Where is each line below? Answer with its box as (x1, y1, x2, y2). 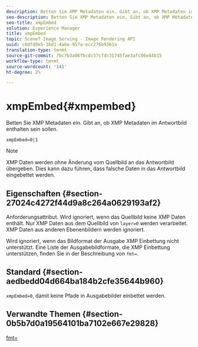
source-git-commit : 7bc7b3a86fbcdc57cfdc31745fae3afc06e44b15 (6, 53, 162, 59)
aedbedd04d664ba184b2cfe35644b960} (6, 276, 164, 287)
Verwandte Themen (6, 309, 81, 319)
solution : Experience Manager (6, 25, 81, 31)
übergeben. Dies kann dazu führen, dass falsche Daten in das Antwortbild (6, 165, 186, 172)
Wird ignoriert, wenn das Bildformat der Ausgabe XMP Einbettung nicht (6, 238, 179, 244)
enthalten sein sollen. (6, 125, 58, 133)
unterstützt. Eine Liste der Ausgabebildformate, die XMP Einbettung (6, 244, 170, 251)
